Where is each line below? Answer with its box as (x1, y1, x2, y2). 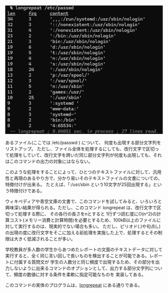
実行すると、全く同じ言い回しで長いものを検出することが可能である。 (5, 252, 149, 258)
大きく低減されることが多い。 (13, 235, 75, 241)
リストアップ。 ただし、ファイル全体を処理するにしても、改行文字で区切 (5, 145, 155, 151)
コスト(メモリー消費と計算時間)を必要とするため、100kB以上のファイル (9, 217, 156, 223)
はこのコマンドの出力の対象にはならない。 (5, 158, 93, 164)
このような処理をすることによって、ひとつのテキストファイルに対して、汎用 (5, 168, 161, 175)
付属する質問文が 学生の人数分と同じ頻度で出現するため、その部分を (13, 258, 155, 265)
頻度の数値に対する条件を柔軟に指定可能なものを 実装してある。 (13, 271, 146, 277)
